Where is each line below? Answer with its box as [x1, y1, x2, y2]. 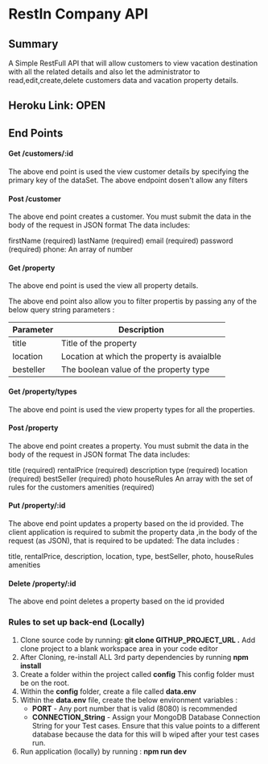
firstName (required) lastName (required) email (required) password [8, 236, 233, 246]
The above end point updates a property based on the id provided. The [8, 519, 244, 528]
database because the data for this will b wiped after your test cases [31, 729, 260, 739]
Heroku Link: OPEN [8, 98, 106, 113]
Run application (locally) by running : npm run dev [19, 746, 188, 756]
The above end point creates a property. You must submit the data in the [8, 440, 249, 450]
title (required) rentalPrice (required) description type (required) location [8, 465, 248, 474]
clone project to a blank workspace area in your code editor [19, 643, 219, 653]
